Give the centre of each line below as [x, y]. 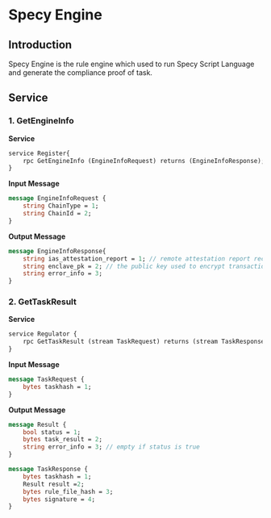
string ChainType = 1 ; [61, 206]
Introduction [40, 45]
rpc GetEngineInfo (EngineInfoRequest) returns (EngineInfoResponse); [144, 161]
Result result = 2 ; [54, 484]
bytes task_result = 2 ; [63, 440]
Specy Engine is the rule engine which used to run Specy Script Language [131, 64]
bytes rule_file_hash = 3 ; [68, 491]
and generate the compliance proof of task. [81, 73]
